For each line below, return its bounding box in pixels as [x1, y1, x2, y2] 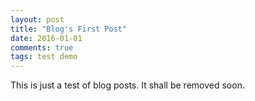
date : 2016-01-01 [10, 33, 83, 43]
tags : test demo [10, 52, 78, 62]
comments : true [10, 42, 74, 53]
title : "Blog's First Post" [10, 24, 128, 34]
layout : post [10, 14, 65, 25]
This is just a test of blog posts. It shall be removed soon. [10, 79, 245, 91]
